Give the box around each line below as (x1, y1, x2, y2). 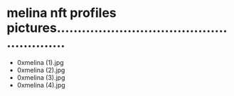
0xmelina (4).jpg (16, 80, 65, 89)
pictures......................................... (6, 20, 228, 36)
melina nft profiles (6, 5, 117, 21)
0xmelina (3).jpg (16, 73, 65, 82)
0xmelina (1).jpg (16, 58, 65, 66)
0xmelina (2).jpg (16, 66, 65, 74)
